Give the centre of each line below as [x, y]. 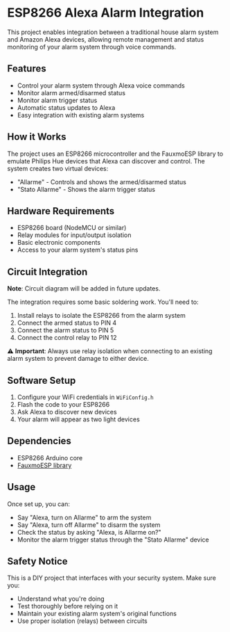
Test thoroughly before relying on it [68, 606]
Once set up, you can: [39, 504]
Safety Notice [37, 561]
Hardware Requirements [61, 211]
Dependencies [39, 441]
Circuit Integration [47, 272]
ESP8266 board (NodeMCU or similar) [72, 228]
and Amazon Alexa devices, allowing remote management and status [106, 39]
